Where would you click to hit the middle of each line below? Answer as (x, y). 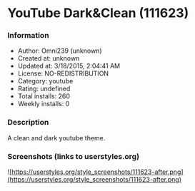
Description (28, 123)
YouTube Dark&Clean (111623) (98, 13)
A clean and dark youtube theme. (56, 138)
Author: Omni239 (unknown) (60, 51)
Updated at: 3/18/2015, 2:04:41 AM (69, 66)
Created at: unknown (49, 58)
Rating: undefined (44, 89)
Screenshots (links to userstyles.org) (74, 156)
